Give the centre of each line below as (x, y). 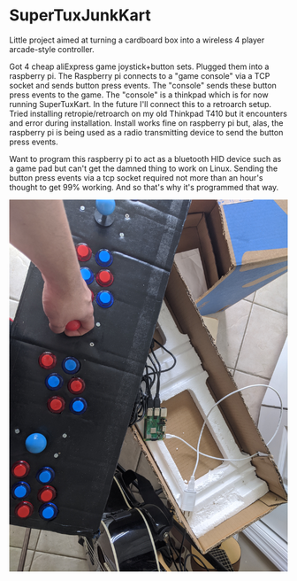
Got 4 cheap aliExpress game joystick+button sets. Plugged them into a (139, 66)
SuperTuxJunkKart (80, 15)
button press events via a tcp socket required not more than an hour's (136, 177)
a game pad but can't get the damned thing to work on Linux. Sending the (144, 168)
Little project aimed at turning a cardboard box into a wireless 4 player (137, 40)
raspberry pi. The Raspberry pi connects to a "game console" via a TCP (140, 75)
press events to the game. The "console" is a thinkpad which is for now (139, 95)
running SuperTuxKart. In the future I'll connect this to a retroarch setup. (141, 104)
